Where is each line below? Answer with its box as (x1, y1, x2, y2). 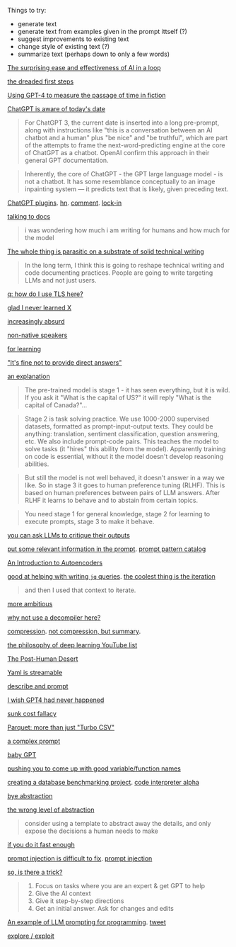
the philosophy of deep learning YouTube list (7, 641, 138, 649)
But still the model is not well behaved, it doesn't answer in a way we (24, 474, 225, 482)
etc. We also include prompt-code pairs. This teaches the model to (24, 437, 219, 446)
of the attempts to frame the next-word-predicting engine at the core (24, 141, 225, 149)
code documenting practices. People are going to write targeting (24, 268, 213, 277)
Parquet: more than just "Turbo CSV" (7, 723, 115, 732)
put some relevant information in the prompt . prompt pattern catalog (7, 545, 206, 553)
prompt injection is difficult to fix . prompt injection (7, 854, 153, 863)
